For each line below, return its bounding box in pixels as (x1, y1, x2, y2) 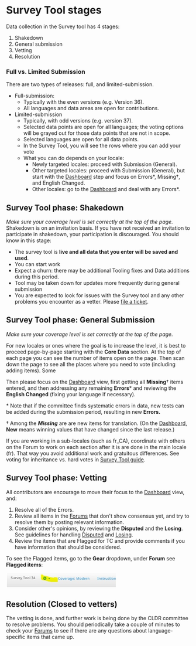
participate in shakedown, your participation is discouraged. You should (6, 231, 180, 238)
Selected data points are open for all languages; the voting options (23, 124, 184, 131)
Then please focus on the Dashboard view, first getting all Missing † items (6, 378, 184, 385)
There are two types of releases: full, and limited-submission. (6, 81, 154, 88)
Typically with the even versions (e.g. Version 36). (23, 98, 145, 106)
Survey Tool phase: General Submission (6, 315, 155, 325)
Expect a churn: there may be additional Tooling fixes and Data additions (14, 267, 190, 274)
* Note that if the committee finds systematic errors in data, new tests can (6, 402, 184, 409)
